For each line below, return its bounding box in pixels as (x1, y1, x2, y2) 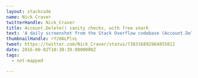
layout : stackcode (6, 8, 51, 15)
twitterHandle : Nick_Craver (6, 19, 75, 25)
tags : (6, 52, 19, 58)
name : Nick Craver (6, 14, 51, 20)
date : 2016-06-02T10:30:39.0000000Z (6, 47, 96, 53)
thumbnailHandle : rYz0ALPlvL (6, 36, 78, 42)
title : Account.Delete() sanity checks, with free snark (6, 25, 149, 31)
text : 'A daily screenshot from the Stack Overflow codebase (6, 30, 160, 36)
